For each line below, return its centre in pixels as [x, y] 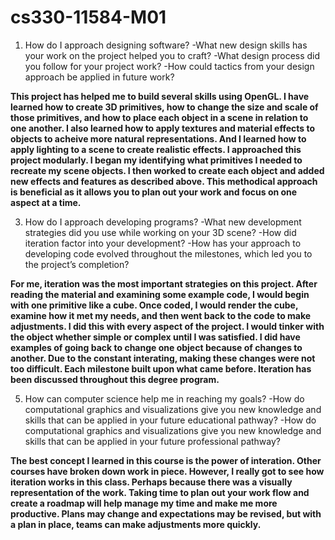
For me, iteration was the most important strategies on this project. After [164, 283]
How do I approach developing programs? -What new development [163, 222]
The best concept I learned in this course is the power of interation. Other [166, 460]
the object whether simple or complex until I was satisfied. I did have [155, 337]
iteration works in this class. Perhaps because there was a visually [151, 482]
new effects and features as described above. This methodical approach [164, 181]
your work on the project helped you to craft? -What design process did [172, 55]
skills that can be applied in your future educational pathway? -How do [170, 420]
